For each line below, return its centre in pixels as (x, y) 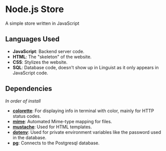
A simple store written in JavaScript (42, 23)
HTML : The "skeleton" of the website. (52, 57)
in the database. (29, 137)
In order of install (23, 101)
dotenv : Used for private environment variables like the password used (87, 132)
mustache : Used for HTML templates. (52, 127)
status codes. (27, 116)
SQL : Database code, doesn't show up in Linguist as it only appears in (86, 67)
